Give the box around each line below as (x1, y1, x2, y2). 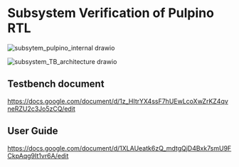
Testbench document (7, 78, 105, 90)
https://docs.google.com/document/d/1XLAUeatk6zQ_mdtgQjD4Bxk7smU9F (7, 144, 232, 152)
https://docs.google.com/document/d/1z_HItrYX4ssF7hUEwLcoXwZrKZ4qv (7, 97, 229, 105)
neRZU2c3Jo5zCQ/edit (7, 104, 76, 113)
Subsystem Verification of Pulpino (7, 5, 215, 21)
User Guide (7, 125, 58, 137)
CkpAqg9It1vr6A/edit (7, 151, 69, 160)
